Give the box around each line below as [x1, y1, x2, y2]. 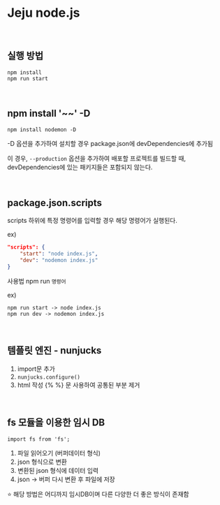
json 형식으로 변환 [17, 458, 68, 466]
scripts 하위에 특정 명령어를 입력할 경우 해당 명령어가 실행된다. [7, 217, 178, 225]
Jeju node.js [7, 5, 80, 21]
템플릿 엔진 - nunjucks [7, 344, 102, 357]
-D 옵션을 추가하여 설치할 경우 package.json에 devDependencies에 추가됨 [7, 139, 214, 147]
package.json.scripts [7, 197, 103, 209]
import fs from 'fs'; [7, 435, 71, 443]
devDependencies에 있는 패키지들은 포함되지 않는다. [7, 163, 153, 171]
